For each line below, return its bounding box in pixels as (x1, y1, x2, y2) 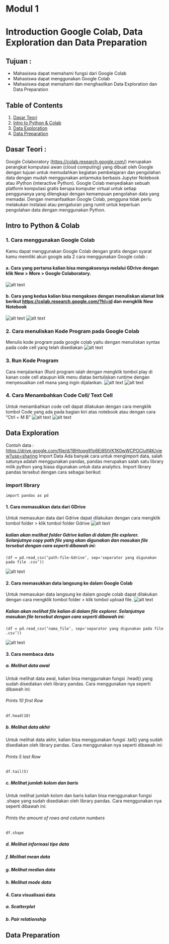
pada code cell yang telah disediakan (6, 344, 83, 351)
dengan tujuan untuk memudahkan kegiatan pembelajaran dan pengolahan (6, 169, 161, 175)
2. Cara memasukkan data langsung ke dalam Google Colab (6, 580, 133, 586)
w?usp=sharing (6, 453, 38, 459)
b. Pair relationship (6, 916, 47, 922)
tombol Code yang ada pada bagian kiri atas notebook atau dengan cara (6, 408, 156, 414)
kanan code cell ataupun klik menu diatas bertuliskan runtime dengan (6, 374, 150, 380)
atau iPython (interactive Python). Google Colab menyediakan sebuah (6, 180, 150, 186)
